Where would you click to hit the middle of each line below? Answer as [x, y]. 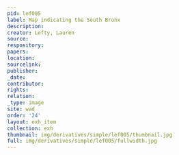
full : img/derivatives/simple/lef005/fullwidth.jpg [82, 141]
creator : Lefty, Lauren [41, 33]
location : [21, 58]
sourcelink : [24, 64]
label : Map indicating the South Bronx [64, 20]
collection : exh [30, 128]
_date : [16, 77]
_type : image [26, 103]
